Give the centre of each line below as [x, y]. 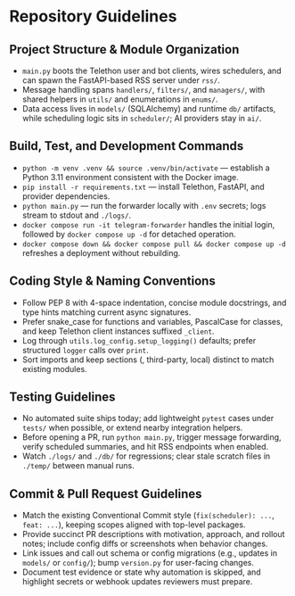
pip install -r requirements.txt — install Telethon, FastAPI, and [143, 186]
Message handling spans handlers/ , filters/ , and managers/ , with [143, 90]
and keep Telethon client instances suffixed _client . [118, 331]
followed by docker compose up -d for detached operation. [129, 234]
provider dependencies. [66, 196]
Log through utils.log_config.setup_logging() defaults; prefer [139, 340]
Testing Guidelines [62, 397]
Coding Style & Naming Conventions [112, 281]
